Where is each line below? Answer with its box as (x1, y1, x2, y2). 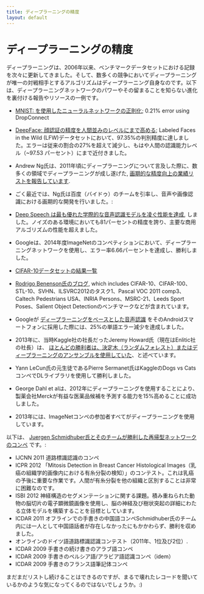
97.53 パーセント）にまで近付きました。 (29, 150, 130, 157)
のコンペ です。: (6, 441, 47, 449)
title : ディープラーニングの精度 (6, 9, 80, 15)
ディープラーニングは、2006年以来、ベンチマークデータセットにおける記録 (6, 64, 195, 71)
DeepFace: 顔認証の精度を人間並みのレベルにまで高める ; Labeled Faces (15, 126, 196, 134)
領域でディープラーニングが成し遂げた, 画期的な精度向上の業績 (31, 170, 189, 177)
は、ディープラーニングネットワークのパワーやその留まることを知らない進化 (6, 86, 198, 94)
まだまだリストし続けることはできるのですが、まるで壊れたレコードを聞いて (6, 573, 198, 581)
